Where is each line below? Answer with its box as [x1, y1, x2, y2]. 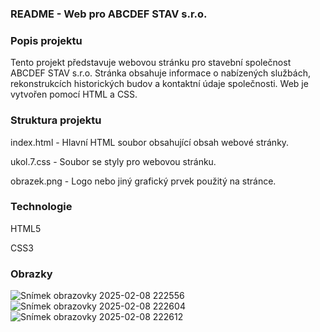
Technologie [10, 200, 73, 214]
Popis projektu [10, 33, 83, 47]
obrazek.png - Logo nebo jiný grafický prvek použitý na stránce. [10, 175, 277, 187]
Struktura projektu [10, 113, 102, 127]
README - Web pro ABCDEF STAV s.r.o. [10, 7, 208, 21]
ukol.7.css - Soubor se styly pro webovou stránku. [10, 155, 217, 167]
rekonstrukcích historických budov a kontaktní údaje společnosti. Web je [10, 78, 309, 90]
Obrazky [10, 267, 53, 281]
